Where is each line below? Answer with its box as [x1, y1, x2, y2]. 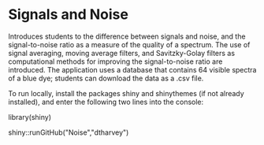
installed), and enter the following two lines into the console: [8, 97, 204, 106]
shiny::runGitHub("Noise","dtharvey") [8, 128, 129, 137]
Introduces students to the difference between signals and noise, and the [8, 32, 246, 41]
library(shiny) [8, 112, 52, 121]
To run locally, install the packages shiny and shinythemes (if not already [8, 88, 244, 98]
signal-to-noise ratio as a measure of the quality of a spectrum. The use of [8, 39, 251, 49]
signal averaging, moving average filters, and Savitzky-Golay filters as [8, 48, 235, 58]
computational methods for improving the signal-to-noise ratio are [8, 57, 223, 66]
